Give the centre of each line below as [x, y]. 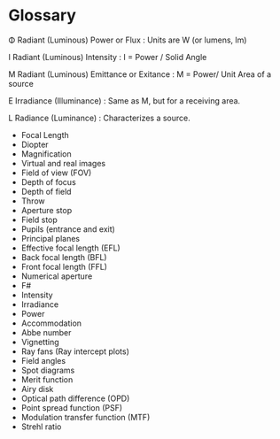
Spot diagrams [48, 370]
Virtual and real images [63, 163]
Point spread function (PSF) [72, 407]
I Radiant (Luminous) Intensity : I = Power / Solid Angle [108, 57]
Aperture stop [47, 210]
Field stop [39, 219]
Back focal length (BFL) [64, 257]
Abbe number [46, 332]
